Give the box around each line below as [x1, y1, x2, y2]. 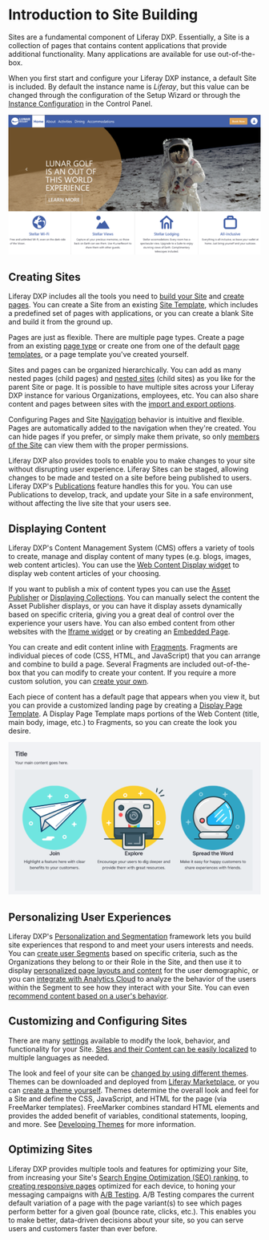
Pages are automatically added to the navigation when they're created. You [8, 423, 256, 433]
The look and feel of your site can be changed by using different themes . [8, 1068, 249, 1078]
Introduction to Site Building [8, 6, 199, 24]
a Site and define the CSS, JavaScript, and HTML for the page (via [8, 1093, 227, 1104]
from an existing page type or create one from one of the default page [8, 341, 240, 351]
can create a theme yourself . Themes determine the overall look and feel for [8, 1085, 259, 1095]
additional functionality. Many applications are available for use [8, 49, 216, 59]
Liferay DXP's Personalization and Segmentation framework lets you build [8, 931, 251, 941]
